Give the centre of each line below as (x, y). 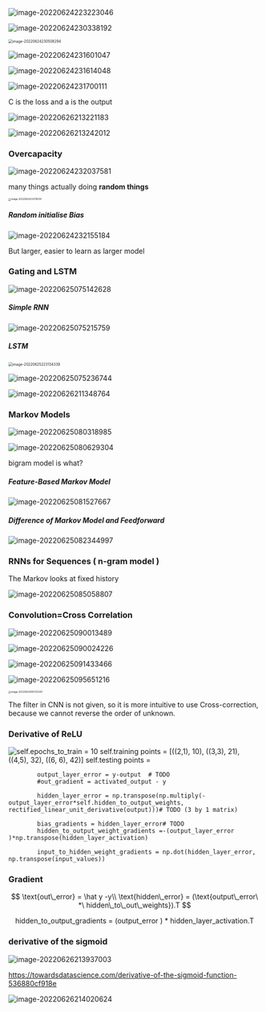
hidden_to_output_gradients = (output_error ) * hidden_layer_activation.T (135, 921)
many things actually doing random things (79, 187)
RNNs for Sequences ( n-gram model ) (84, 561)
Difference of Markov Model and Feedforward (87, 520)
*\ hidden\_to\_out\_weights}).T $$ (135, 905)
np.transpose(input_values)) (57, 859)
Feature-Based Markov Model (59, 481)
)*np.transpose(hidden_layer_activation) (79, 838)
